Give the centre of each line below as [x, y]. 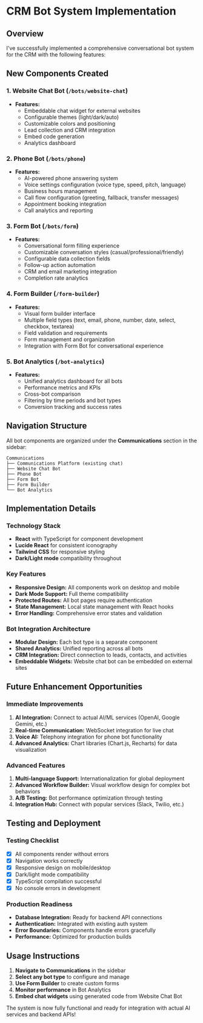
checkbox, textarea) [49, 326]
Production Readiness [39, 904]
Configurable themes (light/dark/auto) [72, 117]
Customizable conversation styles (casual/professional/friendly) [104, 252]
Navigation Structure [47, 426]
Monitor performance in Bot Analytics [63, 990]
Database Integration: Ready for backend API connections [88, 917]
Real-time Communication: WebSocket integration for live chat [94, 730]
